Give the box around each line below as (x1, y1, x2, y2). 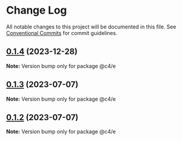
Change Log (6, 4, 67, 17)
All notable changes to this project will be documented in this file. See (6, 23, 177, 30)
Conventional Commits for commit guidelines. (6, 29, 117, 36)
